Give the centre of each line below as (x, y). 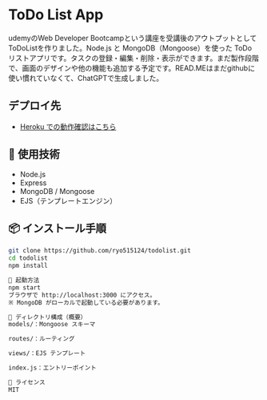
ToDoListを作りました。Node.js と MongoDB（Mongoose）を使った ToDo (130, 48)
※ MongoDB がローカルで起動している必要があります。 (86, 302)
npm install (28, 266)
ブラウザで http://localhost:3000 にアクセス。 (82, 295)
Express (33, 183)
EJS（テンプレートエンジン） (68, 200)
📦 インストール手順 (57, 228)
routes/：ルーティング (42, 339)
